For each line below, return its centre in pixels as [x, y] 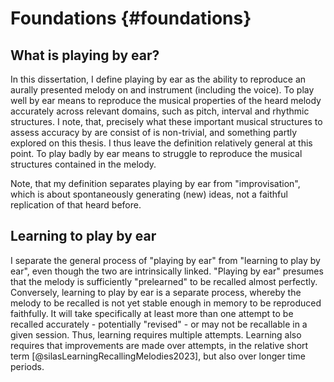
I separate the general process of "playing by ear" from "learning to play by [165, 260]
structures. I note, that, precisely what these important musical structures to [166, 121]
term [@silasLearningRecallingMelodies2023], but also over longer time [158, 356]
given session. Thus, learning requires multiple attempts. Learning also [156, 334]
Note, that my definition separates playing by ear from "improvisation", [155, 183]
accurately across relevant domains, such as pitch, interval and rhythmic [160, 111]
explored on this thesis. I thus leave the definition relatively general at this [161, 143]
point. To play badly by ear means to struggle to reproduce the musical [156, 153]
